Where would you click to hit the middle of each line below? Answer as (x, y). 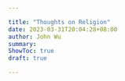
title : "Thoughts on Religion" (59, 22)
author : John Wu (35, 37)
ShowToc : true (31, 51)
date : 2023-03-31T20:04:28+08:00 (63, 29)
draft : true (28, 58)
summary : (22, 44)
